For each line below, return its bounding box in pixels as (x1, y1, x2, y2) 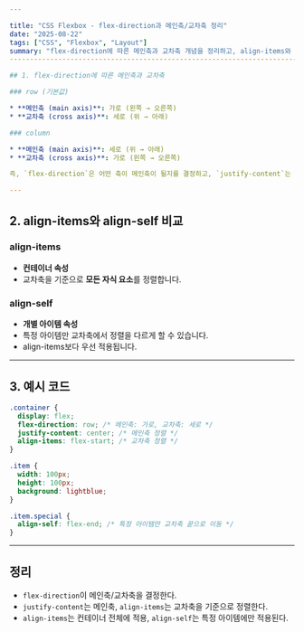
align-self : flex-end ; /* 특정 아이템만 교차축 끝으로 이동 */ (17, 520, 234, 529)
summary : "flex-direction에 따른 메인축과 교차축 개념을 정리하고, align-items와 (9, 46, 291, 55)
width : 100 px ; (17, 470, 71, 479)
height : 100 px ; (17, 478, 75, 487)
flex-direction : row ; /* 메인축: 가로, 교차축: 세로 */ (17, 420, 214, 429)
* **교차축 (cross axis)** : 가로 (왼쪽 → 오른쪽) (9, 153, 181, 163)
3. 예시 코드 (9, 379, 71, 394)
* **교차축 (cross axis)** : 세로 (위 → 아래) (9, 112, 169, 121)
